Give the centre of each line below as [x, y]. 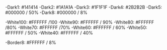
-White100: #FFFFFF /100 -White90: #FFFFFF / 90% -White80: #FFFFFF [80, 22]
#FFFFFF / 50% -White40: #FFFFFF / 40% [49, 33]
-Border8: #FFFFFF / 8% [31, 42]
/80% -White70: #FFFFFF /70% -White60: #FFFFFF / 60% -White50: [76, 27]
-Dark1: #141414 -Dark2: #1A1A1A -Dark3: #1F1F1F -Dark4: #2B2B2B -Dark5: [84, 7]
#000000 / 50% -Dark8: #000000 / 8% [46, 12]
